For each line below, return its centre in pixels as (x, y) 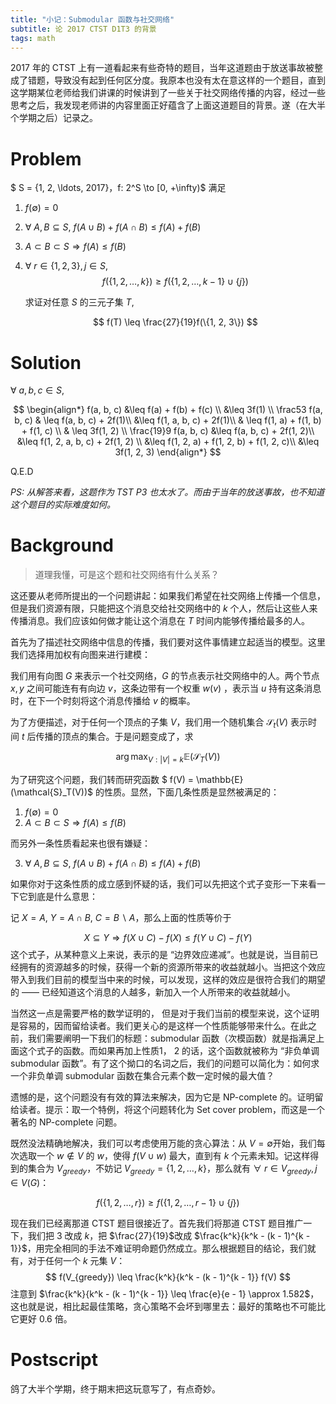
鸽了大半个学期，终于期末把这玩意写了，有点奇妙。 (115, 1388)
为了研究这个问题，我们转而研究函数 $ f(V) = (102, 779)
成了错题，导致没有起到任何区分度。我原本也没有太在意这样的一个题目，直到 (168, 80)
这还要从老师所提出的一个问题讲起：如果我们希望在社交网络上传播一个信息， (168, 596)
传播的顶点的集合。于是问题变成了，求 (114, 736)
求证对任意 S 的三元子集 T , (79, 302)
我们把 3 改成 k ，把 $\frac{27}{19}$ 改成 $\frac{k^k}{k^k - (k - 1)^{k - (169, 1235)
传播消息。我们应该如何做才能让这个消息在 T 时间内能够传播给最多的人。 (160, 621)
